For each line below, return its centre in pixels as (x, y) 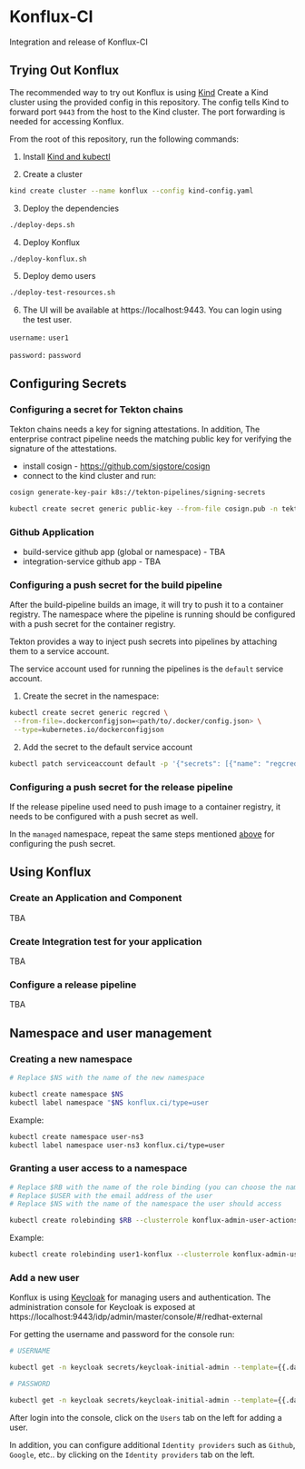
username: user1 (39, 338)
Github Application (52, 531)
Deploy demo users (59, 276)
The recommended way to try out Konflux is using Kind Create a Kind (139, 92)
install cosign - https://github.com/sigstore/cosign (116, 466)
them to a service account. (59, 651)
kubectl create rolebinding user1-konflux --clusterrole (119, 1255)
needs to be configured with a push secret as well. (104, 817)
